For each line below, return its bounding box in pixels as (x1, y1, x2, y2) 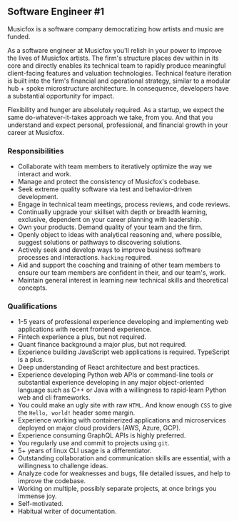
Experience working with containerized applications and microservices (17, 416, 226, 425)
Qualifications (7, 301, 58, 311)
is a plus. (17, 355, 44, 364)
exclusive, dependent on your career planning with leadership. (17, 216, 202, 224)
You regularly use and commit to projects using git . (17, 439, 170, 447)
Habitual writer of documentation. (17, 507, 117, 516)
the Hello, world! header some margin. (17, 408, 136, 417)
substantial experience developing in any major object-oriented (17, 378, 205, 387)
